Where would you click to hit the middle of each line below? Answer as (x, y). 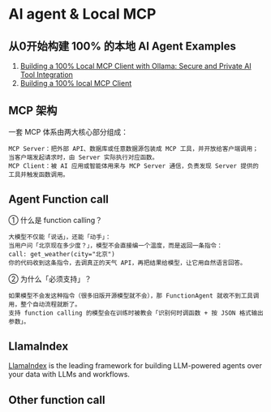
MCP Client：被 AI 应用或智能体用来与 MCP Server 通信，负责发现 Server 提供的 (134, 166)
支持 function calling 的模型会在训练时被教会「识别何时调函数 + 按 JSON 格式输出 (136, 313)
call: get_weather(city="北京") (62, 254)
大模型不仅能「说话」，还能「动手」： (60, 237)
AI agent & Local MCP (82, 14)
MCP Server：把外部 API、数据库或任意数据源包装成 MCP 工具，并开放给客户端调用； (133, 148)
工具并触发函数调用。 (39, 174)
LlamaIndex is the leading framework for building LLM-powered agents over (135, 366)
